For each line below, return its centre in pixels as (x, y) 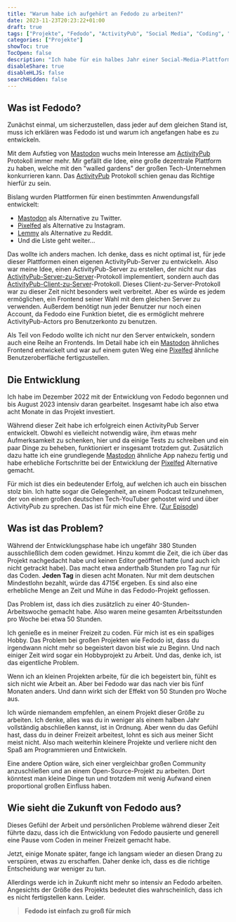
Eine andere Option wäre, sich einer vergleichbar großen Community (106, 763)
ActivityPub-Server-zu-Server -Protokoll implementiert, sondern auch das (113, 277)
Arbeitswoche (27, 611)
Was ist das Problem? (55, 529)
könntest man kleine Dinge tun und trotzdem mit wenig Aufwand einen (109, 778)
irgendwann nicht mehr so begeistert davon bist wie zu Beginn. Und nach (113, 647)
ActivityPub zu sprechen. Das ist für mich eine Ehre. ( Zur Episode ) (103, 506)
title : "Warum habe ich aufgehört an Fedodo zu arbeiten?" (96, 14)
